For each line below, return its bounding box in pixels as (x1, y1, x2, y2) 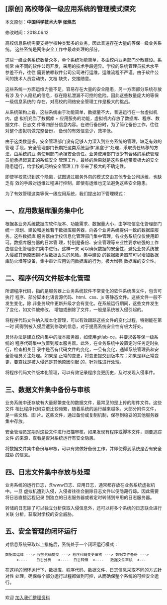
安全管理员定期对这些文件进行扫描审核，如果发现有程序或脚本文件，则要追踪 (5, 429, 162, 435)
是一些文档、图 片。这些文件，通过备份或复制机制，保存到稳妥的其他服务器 (5, 412, 159, 418)
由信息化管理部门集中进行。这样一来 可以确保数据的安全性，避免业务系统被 (5, 245, 159, 251)
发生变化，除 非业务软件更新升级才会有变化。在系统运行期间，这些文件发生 (5, 301, 159, 306)
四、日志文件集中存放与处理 (5, 468, 90, 476)
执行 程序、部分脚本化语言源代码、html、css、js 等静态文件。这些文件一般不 (5, 294, 162, 300)
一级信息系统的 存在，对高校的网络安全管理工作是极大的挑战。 (5, 99, 133, 104)
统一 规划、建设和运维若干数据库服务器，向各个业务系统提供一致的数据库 (5, 227, 155, 233)
